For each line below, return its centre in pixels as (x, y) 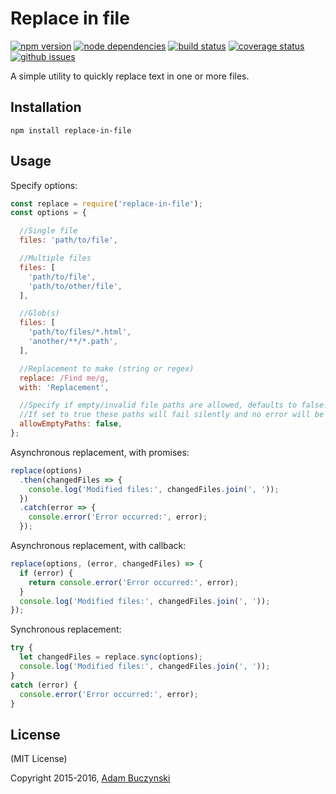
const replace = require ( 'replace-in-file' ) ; (106, 203)
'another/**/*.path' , (73, 342)
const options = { (48, 213)
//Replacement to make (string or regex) (107, 368)
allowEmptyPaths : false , (71, 424)
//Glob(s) (39, 313)
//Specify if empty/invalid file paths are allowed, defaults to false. (174, 405)
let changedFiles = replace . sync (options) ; (111, 657)
